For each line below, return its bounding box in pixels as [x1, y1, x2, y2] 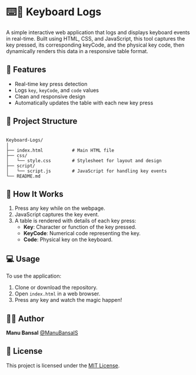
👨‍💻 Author [6, 314, 45, 324]
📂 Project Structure [6, 116, 78, 126]
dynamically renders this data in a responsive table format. [6, 47, 148, 54]
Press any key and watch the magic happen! [14, 297, 122, 304]
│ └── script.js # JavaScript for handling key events [6, 168, 167, 174]
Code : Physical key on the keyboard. [23, 236, 113, 243]
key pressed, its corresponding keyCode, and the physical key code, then [6, 41, 185, 48]
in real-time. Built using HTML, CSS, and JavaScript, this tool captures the [6, 35, 185, 42]
